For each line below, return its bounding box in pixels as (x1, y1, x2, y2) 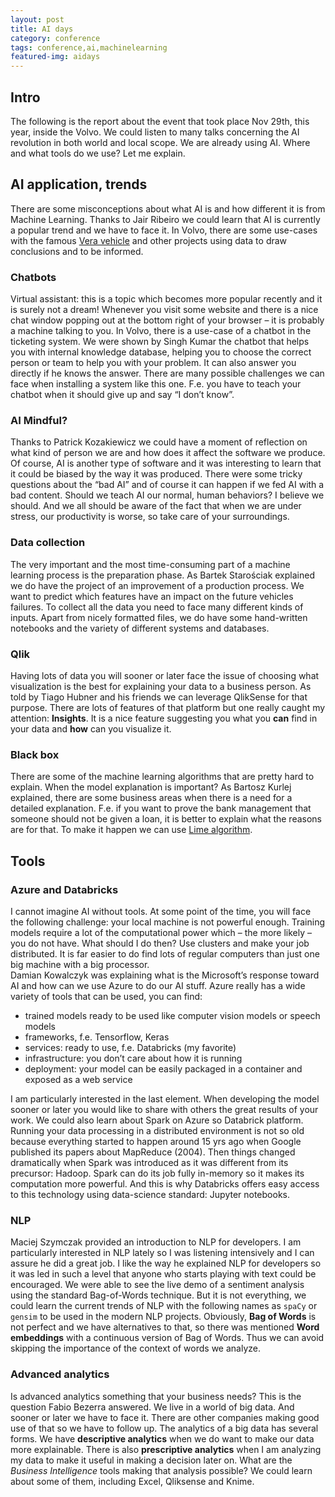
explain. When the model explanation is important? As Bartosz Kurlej (10, 781, 292, 793)
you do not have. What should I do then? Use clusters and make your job (10, 937, 310, 949)
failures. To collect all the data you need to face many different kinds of (10, 601, 304, 613)
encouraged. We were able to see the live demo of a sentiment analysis (10, 1279, 305, 1291)
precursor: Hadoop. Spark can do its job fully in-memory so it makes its (10, 1167, 305, 1179)
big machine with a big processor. (10, 958, 150, 970)
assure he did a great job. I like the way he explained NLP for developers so (10, 1257, 322, 1270)
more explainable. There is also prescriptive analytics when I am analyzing (10, 1443, 322, 1455)
